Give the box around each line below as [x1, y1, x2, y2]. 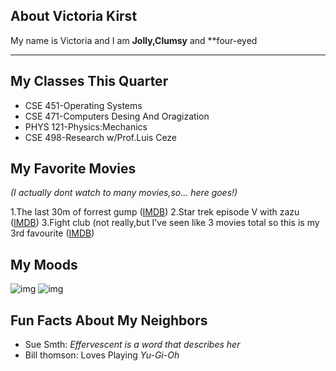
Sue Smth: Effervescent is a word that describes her [24, 339, 241, 351]
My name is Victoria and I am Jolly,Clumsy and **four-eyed [10, 34, 258, 46]
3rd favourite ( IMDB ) [10, 227, 95, 239]
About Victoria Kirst [10, 8, 138, 25]
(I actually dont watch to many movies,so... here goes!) [10, 187, 238, 199]
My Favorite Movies [10, 160, 137, 178]
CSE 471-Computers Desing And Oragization [24, 110, 210, 122]
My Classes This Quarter [10, 73, 169, 90]
